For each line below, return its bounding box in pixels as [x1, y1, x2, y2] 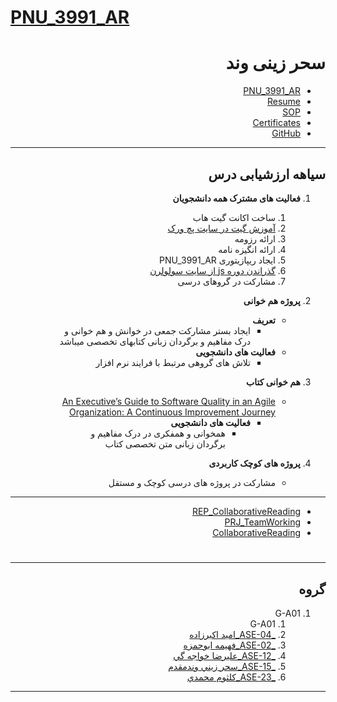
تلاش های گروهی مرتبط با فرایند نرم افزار [95, 356, 251, 368]
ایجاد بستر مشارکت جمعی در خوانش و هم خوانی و [64, 324, 251, 336]
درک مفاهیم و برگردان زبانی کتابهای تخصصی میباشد [59, 335, 251, 347]
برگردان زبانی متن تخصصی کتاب [104, 437, 226, 450]
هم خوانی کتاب [245, 376, 301, 388]
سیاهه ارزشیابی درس [208, 166, 326, 183]
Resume [266, 96, 301, 108]
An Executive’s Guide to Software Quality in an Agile [61, 395, 276, 407]
